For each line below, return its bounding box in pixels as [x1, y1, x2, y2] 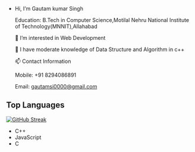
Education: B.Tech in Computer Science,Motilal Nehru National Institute [14, 17, 190, 23]
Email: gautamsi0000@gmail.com [14, 83, 97, 90]
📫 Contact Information [14, 58, 71, 65]
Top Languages [6, 100, 65, 110]
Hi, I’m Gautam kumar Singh [14, 5, 83, 12]
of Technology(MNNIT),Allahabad [14, 23, 97, 30]
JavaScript [14, 134, 42, 141]
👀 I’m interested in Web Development [14, 34, 106, 41]
